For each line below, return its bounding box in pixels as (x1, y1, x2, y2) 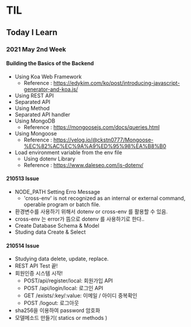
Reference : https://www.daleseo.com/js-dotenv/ (23, 161, 144, 168)
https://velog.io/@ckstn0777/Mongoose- (53, 136, 154, 143)
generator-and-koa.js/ (23, 86, 79, 93)
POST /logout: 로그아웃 (23, 300, 79, 307)
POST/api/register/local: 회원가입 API (23, 277, 113, 284)
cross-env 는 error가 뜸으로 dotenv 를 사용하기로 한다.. (14, 215, 145, 222)
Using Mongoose (14, 130, 58, 137)
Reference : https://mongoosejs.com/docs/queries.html (23, 123, 160, 131)
